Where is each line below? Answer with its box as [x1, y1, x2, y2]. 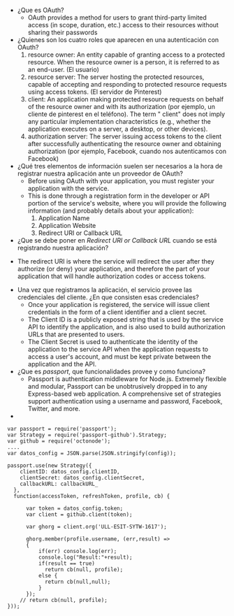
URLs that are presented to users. [27, 330, 125, 338]
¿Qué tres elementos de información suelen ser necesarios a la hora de [17, 162, 224, 170]
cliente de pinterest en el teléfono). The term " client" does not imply [27, 110, 226, 118]
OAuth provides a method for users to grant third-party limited [27, 13, 207, 22]
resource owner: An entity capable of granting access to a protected [27, 50, 226, 59]
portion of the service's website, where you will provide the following [27, 199, 227, 207]
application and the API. [27, 360, 96, 368]
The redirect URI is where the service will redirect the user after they [17, 257, 214, 265]
